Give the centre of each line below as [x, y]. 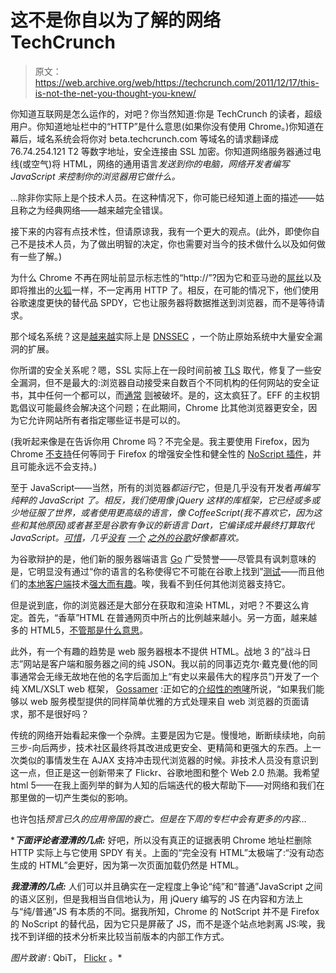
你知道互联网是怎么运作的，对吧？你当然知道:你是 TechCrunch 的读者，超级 [166, 113]
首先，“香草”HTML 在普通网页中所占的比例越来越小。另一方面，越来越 [172, 617]
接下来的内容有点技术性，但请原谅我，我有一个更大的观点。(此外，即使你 [161, 231]
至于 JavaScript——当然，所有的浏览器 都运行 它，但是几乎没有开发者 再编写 [165, 487]
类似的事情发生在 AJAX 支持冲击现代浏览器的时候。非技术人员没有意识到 [168, 760]
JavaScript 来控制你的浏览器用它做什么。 [95, 176]
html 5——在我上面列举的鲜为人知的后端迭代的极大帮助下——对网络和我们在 [167, 785]
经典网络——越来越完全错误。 [106, 210]
